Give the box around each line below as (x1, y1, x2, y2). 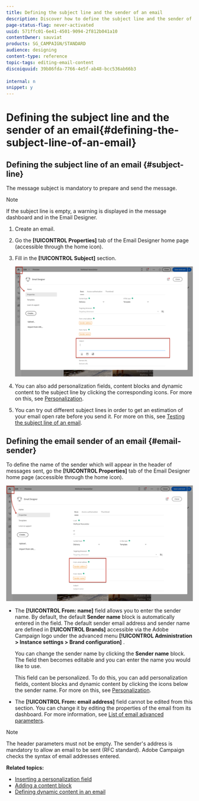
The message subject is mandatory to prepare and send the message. (6, 184, 178, 192)
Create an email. (14, 225, 55, 232)
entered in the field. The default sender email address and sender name (14, 620, 190, 627)
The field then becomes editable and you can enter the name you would (14, 656, 191, 663)
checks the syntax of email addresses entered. (6, 752, 120, 759)
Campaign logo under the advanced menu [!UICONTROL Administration (14, 632, 192, 639)
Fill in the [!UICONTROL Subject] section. (14, 255, 117, 262)
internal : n (6, 78, 36, 84)
